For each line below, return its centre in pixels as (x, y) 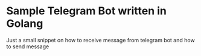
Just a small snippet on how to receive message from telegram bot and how (101, 40)
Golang (25, 24)
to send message (28, 46)
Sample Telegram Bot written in (87, 11)
